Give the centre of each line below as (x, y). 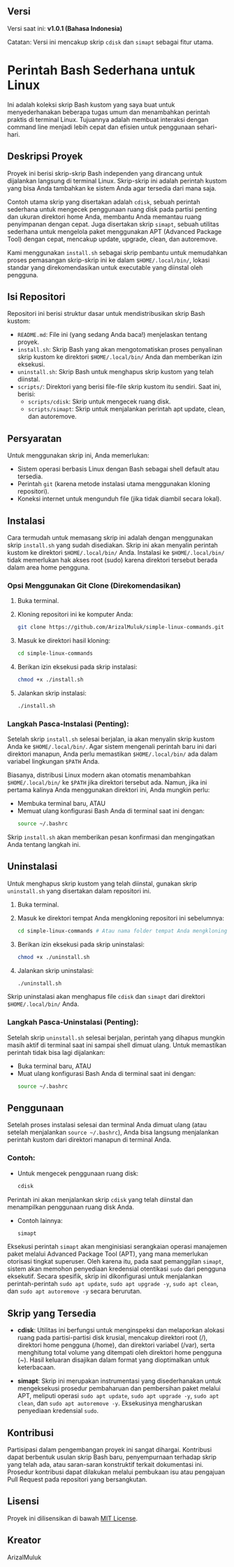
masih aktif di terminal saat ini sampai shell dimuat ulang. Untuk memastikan (117, 1045)
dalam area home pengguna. (49, 567)
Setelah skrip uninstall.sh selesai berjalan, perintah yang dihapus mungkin (116, 1037)
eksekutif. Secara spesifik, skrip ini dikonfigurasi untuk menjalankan (105, 1276)
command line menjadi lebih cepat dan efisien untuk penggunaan (101, 127)
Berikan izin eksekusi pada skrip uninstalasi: (81, 944)
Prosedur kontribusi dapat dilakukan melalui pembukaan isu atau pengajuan (116, 1472)
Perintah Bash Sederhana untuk (101, 70)
